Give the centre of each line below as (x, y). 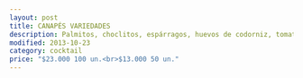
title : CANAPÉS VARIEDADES (60, 26)
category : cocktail (46, 51)
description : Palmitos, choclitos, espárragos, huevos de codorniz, (141, 34)
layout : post (34, 17)
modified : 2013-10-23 (50, 43)
